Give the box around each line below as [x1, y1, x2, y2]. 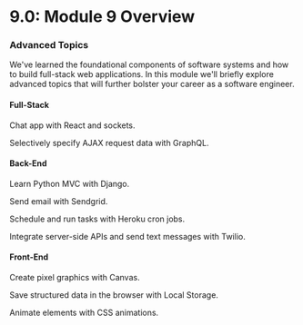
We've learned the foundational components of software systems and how [9, 59, 289, 70]
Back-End [9, 158, 47, 169]
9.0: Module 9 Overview [9, 6, 196, 27]
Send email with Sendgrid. [9, 195, 108, 206]
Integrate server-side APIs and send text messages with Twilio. [9, 231, 246, 241]
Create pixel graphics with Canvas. [9, 272, 140, 283]
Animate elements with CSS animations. [9, 307, 159, 319]
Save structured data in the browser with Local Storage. [9, 290, 218, 300]
